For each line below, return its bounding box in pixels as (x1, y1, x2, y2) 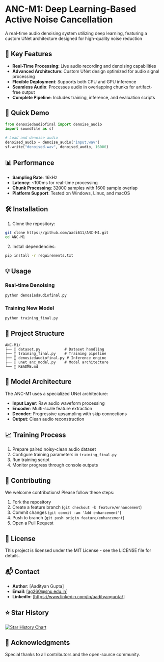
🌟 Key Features (5, 50, 53, 58)
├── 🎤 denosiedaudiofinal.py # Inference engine (5, 355, 107, 360)
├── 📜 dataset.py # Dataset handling (5, 347, 105, 351)
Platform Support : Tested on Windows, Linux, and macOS (12, 190, 130, 196)
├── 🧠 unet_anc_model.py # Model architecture (5, 359, 109, 365)
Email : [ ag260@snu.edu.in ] (12, 588, 68, 594)
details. (5, 552, 20, 558)
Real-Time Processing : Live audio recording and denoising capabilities (12, 63, 156, 69)
